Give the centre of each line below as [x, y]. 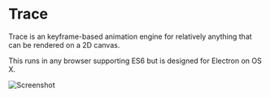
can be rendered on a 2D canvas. [64, 44]
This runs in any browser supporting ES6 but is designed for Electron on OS [135, 61]
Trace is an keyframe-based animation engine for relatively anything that [130, 36]
